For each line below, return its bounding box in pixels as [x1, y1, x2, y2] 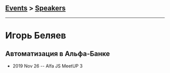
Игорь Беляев [5, 30, 67, 41]
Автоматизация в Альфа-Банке [5, 49, 110, 58]
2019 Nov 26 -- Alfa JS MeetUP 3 [12, 62, 83, 69]
